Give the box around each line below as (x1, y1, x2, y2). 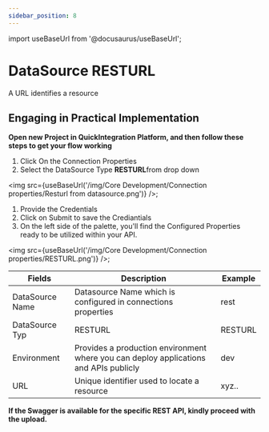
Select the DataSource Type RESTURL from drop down (19, 165, 200, 174)
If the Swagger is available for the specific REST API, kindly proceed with (8, 406, 256, 416)
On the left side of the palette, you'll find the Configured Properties (19, 222, 241, 231)
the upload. (8, 414, 48, 424)
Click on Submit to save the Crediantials (19, 213, 152, 222)
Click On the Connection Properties (19, 157, 138, 166)
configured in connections (74, 297, 174, 308)
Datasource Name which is (74, 286, 176, 298)
